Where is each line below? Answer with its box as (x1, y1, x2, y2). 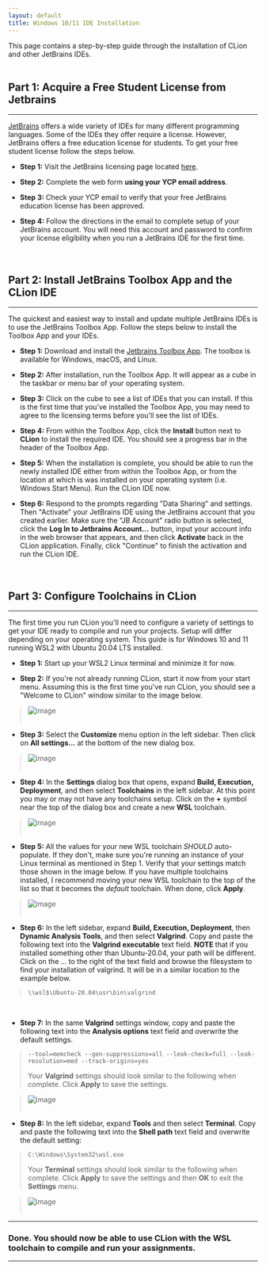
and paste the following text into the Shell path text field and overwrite (19, 1127, 250, 1136)
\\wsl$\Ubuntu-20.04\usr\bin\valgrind (27, 989, 156, 996)
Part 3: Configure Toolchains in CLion (8, 589, 197, 602)
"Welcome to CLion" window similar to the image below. (19, 690, 203, 700)
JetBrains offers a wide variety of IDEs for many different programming (8, 121, 240, 131)
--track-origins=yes (81, 1057, 149, 1065)
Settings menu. (27, 1181, 79, 1191)
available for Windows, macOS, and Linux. (19, 354, 158, 365)
